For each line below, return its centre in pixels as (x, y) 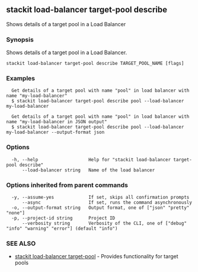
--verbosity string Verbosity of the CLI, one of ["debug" (104, 223)
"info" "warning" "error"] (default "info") (62, 229)
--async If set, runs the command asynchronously (107, 202)
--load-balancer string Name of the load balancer (88, 170)
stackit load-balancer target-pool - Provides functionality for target (96, 257)
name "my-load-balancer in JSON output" (57, 122)
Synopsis (20, 39)
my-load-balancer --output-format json (55, 132)
